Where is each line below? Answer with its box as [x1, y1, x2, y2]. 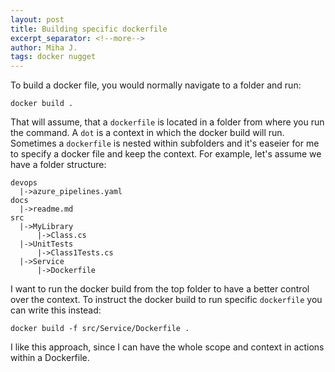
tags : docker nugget [10, 52, 97, 62]
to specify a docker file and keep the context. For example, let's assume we [10, 148, 322, 160]
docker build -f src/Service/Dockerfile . [10, 324, 190, 334]
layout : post [10, 14, 65, 25]
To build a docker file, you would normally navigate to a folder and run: [10, 79, 302, 91]
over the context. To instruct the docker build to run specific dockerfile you [10, 294, 323, 306]
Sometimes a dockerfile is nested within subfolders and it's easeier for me [10, 137, 320, 150]
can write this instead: [10, 304, 102, 316]
